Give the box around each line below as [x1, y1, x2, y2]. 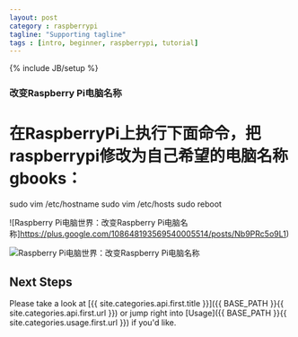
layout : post [9, 13, 58, 22]
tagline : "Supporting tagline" [9, 30, 127, 39]
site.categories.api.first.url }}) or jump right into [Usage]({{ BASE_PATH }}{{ [9, 307, 287, 318]
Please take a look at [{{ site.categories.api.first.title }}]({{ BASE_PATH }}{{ [9, 297, 285, 308]
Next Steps [9, 274, 73, 289]
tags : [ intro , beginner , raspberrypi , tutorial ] [9, 38, 199, 48]
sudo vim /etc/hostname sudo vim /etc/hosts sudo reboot [9, 199, 223, 209]
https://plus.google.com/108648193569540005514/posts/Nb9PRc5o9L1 [20, 228, 287, 239]
